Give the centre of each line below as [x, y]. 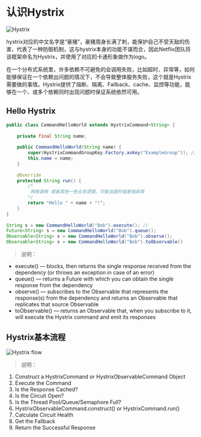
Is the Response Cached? [46, 389]
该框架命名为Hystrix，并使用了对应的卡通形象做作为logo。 [78, 56]
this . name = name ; [51, 158]
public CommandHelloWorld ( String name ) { [69, 147]
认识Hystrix [35, 12]
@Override [29, 175]
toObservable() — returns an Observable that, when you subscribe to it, [103, 311]
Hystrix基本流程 [36, 337]
